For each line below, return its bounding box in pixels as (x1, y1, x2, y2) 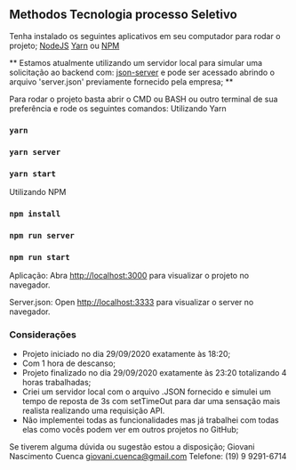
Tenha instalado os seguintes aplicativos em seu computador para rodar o (9, 30, 281, 41)
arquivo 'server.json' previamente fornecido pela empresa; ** (9, 76, 234, 87)
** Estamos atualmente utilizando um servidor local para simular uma (9, 57, 263, 68)
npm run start (9, 252, 70, 262)
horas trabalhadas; (21, 377, 92, 388)
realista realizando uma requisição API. (21, 405, 165, 417)
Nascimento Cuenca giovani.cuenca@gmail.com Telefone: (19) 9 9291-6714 (9, 451, 287, 462)
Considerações (9, 328, 77, 341)
